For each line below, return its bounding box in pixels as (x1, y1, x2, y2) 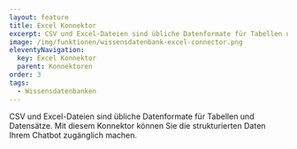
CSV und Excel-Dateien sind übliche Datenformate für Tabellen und (9, 111, 255, 122)
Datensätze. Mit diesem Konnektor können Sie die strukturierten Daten (9, 120, 266, 130)
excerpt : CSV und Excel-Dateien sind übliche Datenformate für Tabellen (9, 29, 283, 38)
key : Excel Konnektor (17, 54, 97, 63)
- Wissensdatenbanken (17, 86, 97, 95)
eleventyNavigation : (9, 46, 86, 55)
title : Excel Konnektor (9, 21, 97, 30)
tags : (9, 78, 29, 87)
